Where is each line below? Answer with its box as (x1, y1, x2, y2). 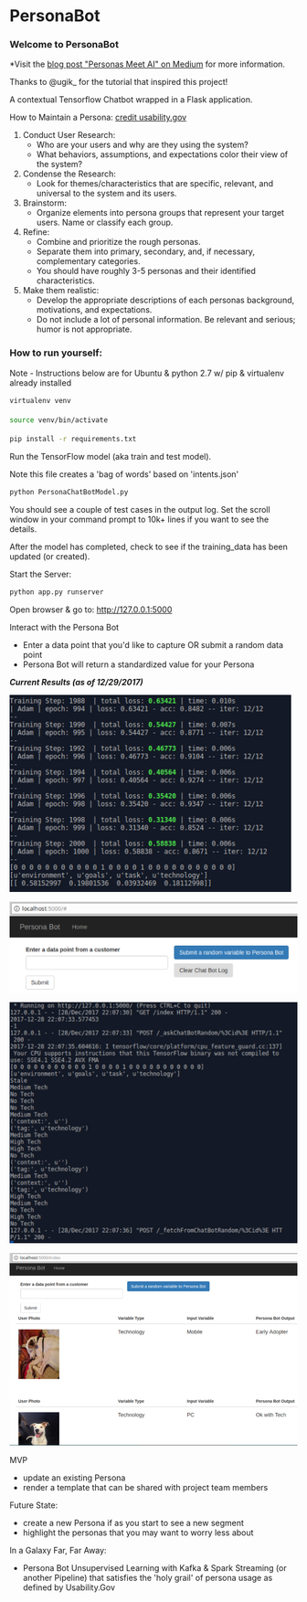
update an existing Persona (22, 1472, 126, 1483)
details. (9, 524, 37, 535)
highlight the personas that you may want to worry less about (22, 1527, 254, 1538)
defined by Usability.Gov (22, 1582, 116, 1593)
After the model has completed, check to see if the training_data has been (9, 541, 288, 553)
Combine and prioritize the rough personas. (36, 237, 201, 248)
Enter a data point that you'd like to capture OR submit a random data (22, 639, 284, 650)
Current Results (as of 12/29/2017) (9, 676, 143, 687)
